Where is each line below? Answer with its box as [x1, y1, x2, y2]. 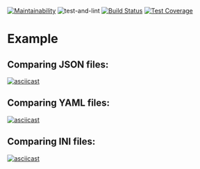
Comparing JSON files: [7, 58, 109, 70]
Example [7, 31, 58, 47]
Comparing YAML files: [7, 97, 110, 109]
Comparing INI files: [7, 136, 96, 147]
